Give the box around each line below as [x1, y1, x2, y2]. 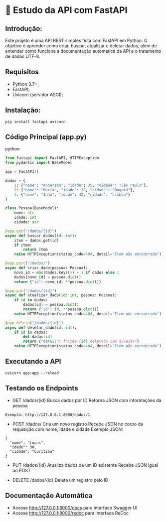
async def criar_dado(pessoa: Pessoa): [5, 265, 88, 270]
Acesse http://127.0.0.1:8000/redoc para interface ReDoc [12, 510, 129, 516]
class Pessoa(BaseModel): [5, 206, 59, 211]
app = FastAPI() [5, 169, 39, 174]
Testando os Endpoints [5, 384, 78, 392]
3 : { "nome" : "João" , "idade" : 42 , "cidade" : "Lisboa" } [14, 192, 131, 197]
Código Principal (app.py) [5, 133, 87, 141]
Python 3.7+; [12, 81, 39, 87]
